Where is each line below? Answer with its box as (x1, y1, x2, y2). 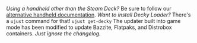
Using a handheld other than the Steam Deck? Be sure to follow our (6, 5, 172, 12)
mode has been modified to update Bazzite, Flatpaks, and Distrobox (6, 24, 172, 31)
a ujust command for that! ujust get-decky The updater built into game (6, 18, 181, 24)
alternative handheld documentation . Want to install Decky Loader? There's (6, 11, 191, 18)
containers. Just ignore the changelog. (6, 30, 101, 37)
